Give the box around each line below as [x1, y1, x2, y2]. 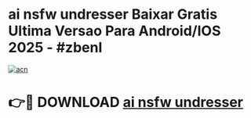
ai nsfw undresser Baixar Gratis [8, 5, 218, 23]
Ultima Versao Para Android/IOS [8, 22, 221, 40]
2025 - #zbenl [8, 39, 103, 56]
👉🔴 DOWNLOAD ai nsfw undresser [8, 94, 243, 111]
